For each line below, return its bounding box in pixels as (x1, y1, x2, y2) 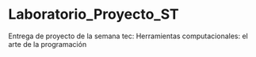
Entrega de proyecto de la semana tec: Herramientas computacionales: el (8, 31, 248, 41)
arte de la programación (8, 39, 87, 48)
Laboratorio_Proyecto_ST (8, 5, 180, 23)
